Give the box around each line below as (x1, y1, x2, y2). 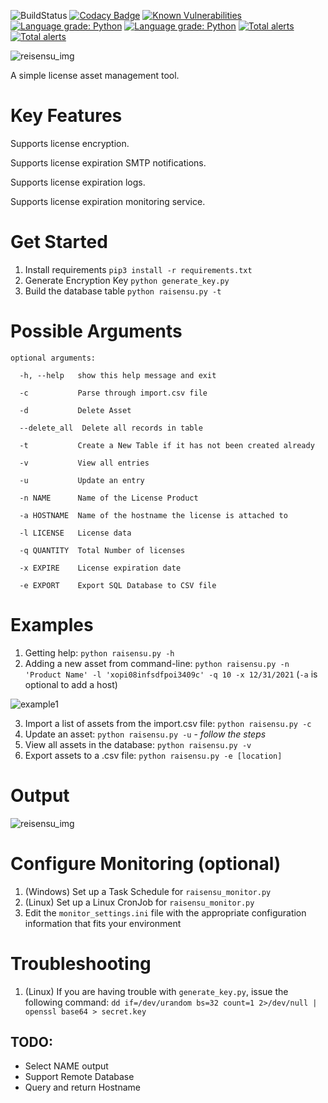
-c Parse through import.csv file (19, 388, 208, 398)
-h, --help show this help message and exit (19, 370, 217, 380)
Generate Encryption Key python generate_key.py (24, 274, 230, 286)
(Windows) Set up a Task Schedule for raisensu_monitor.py (24, 885, 272, 897)
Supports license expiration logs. (10, 176, 146, 188)
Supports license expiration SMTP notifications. (10, 156, 207, 169)
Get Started (10, 231, 108, 254)
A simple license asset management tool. (10, 70, 180, 81)
